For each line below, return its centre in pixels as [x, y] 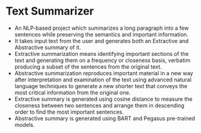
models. [25, 124]
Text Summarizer [50, 11]
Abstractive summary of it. [48, 47]
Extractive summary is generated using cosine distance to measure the [103, 99]
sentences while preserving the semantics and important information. [101, 34]
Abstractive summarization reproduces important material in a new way [104, 73]
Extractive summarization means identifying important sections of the [101, 53]
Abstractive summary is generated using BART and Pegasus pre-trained [105, 118]
